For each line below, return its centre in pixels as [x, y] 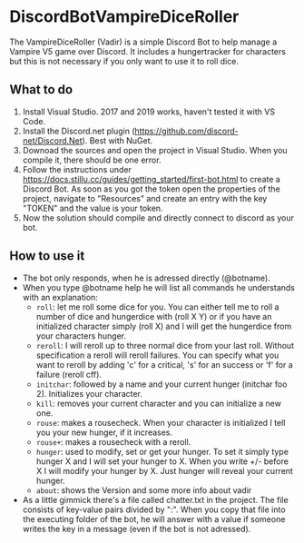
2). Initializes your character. [89, 393]
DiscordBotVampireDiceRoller [124, 17]
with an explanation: [60, 297]
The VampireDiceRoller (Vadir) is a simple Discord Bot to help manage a [143, 42]
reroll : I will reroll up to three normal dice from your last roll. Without [165, 345]
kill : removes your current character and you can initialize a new [158, 403]
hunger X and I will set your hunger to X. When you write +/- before [162, 461]
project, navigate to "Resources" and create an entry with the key [145, 198]
